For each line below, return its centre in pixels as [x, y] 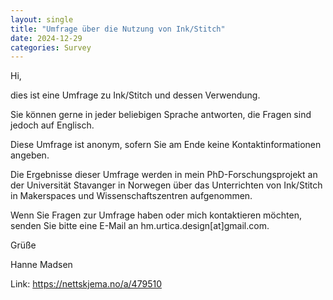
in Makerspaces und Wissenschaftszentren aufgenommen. [131, 196]
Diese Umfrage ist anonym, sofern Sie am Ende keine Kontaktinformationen [166, 145]
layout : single [42, 19]
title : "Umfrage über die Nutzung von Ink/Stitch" [118, 29]
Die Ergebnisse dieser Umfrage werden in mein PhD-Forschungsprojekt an [164, 175]
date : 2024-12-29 [46, 38]
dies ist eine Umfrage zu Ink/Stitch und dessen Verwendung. [135, 95]
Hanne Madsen [41, 265]
